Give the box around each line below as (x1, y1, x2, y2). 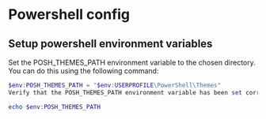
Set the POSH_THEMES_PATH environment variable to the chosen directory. (8, 58, 256, 67)
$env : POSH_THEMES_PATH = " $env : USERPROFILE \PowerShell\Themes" (8, 81, 222, 89)
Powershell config (8, 6, 131, 24)
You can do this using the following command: (8, 66, 159, 76)
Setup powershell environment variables (8, 37, 213, 50)
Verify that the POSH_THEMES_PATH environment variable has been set (8, 88, 243, 96)
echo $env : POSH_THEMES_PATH (8, 102, 101, 111)
